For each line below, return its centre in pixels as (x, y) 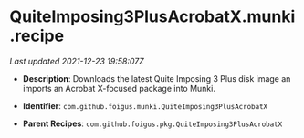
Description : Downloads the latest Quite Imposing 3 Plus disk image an (157, 78)
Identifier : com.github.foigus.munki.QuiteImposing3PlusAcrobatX (145, 105)
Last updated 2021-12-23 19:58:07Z (77, 61)
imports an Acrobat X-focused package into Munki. (119, 88)
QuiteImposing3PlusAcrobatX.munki (152, 17)
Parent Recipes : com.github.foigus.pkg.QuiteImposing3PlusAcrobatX (152, 123)
